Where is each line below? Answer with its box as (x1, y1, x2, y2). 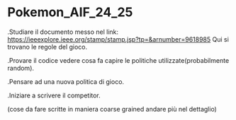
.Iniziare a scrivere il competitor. (7, 91, 101, 100)
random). (7, 64, 34, 72)
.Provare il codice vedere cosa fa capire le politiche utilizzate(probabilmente (7, 56, 230, 64)
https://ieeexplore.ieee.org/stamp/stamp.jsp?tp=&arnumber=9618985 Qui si (7, 35, 229, 43)
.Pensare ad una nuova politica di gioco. (7, 77, 125, 85)
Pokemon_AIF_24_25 (7, 4, 133, 20)
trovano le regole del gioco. (7, 42, 88, 51)
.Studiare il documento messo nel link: (7, 28, 119, 36)
